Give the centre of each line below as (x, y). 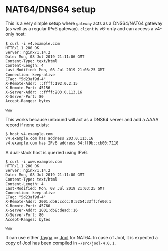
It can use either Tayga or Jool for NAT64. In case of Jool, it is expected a (81, 237)
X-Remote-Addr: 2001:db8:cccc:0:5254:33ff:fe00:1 (59, 201)
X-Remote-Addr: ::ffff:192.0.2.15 (42, 83)
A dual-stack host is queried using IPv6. (47, 152)
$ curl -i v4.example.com (32, 43)
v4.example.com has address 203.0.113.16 (49, 138)
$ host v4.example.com (29, 134)
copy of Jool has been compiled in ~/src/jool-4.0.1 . (61, 243)
